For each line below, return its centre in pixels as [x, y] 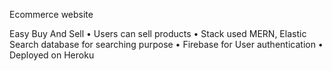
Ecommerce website [51, 14]
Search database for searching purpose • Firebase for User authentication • [166, 44]
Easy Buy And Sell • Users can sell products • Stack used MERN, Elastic [158, 33]
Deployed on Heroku [52, 55]
